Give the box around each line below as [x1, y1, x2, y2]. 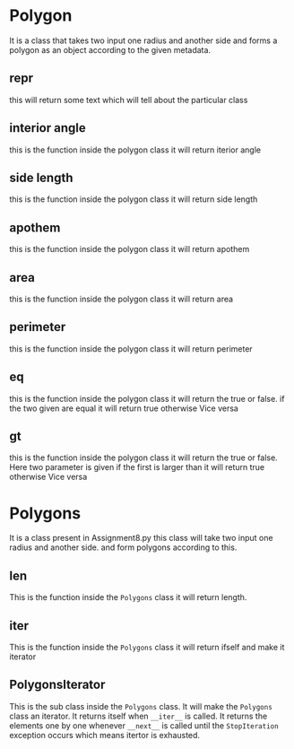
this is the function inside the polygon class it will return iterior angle [9, 144, 262, 155]
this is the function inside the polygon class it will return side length [9, 194, 258, 205]
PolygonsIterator [9, 677, 106, 692]
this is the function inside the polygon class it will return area [9, 293, 234, 304]
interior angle [9, 120, 87, 135]
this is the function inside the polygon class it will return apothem [9, 244, 250, 255]
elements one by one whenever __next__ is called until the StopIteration [9, 719, 280, 731]
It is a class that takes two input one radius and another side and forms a [9, 35, 278, 46]
